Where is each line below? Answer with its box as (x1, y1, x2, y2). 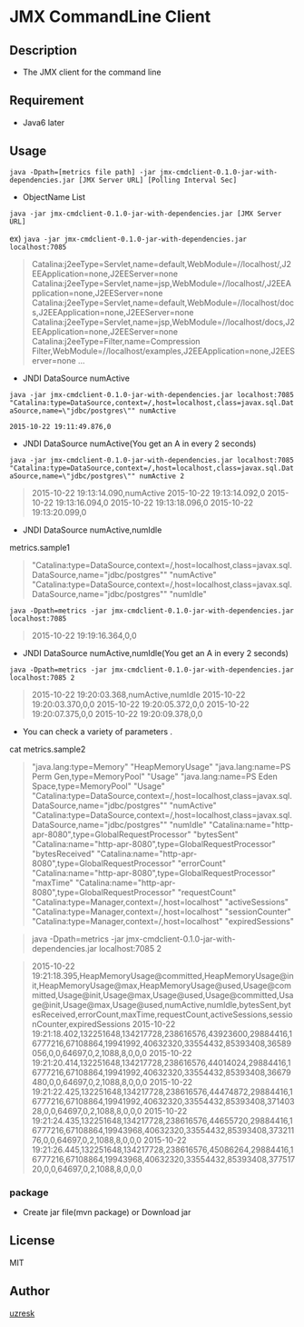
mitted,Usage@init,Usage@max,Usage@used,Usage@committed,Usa (31, 989, 294, 1001)
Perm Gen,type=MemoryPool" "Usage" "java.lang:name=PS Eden (31, 771, 279, 782)
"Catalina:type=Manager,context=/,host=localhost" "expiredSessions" (31, 915, 295, 926)
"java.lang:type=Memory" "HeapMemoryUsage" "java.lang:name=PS (31, 761, 291, 772)
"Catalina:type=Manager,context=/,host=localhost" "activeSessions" (31, 896, 289, 907)
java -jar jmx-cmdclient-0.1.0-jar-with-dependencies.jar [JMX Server (9, 209, 282, 218)
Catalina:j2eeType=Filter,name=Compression (31, 335, 201, 346)
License (9, 1233, 55, 1249)
